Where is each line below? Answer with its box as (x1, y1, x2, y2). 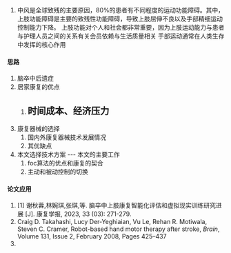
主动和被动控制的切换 (27, 168, 88, 176)
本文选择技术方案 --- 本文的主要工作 (17, 150, 120, 159)
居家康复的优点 (17, 83, 60, 91)
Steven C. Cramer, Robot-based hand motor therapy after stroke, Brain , (17, 225, 220, 233)
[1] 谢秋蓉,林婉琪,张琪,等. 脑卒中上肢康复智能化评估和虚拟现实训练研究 (17, 201, 216, 210)
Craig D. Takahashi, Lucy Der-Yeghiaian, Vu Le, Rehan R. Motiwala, (17, 218, 208, 226)
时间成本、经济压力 (27, 105, 110, 117)
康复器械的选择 (17, 125, 60, 133)
